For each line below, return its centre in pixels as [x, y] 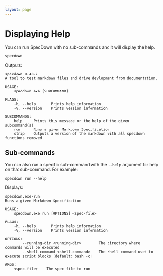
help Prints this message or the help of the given [72, 121]
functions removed [24, 138]
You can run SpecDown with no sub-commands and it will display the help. [80, 47]
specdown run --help [26, 179]
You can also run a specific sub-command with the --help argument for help [82, 165]
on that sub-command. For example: [42, 170]
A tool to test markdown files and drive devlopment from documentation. [81, 78]
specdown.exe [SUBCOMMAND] [41, 91]
